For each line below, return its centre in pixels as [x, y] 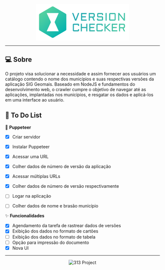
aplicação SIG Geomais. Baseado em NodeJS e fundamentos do [70, 84]
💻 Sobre [18, 59]
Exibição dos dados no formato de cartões [55, 231]
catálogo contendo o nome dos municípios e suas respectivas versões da [80, 79]
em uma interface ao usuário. [35, 100]
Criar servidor [26, 136]
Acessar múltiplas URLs [36, 176]
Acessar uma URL [30, 157]
